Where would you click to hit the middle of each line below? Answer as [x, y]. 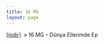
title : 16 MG [23, 12]
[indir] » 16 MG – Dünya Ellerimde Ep [52, 34]
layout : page [23, 17]
